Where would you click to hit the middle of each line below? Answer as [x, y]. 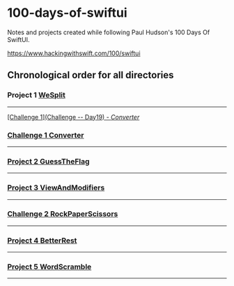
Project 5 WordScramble [49, 267]
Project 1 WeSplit [37, 95]
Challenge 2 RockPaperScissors [63, 214]
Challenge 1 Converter [46, 135]
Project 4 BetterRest [42, 241]
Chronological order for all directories [91, 75]
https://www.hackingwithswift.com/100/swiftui [74, 53]
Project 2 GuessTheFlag [48, 161]
